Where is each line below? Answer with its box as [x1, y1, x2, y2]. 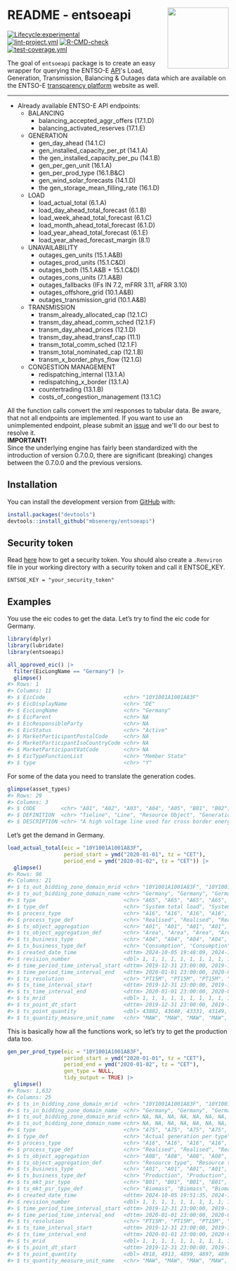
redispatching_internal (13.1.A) [38, 370, 126, 379]
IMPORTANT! [7, 436, 47, 444]
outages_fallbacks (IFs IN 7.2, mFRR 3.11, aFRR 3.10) [38, 280, 188, 289]
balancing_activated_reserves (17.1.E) [38, 124, 146, 132]
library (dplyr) [7, 636, 52, 643]
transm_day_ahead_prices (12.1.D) [38, 325, 136, 334]
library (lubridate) [7, 642, 65, 649]
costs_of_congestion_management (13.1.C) [38, 392, 162, 400]
